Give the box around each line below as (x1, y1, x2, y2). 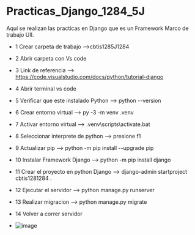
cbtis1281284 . (15, 174, 52, 182)
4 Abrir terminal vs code (15, 84, 76, 92)
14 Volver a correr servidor (15, 210, 83, 217)
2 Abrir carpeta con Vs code (15, 54, 87, 62)
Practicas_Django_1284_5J (6, 4, 145, 18)
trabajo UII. (6, 31, 34, 38)
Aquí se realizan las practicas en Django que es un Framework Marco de (6, 24, 189, 32)
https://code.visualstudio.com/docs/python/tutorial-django (15, 73, 164, 80)
